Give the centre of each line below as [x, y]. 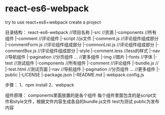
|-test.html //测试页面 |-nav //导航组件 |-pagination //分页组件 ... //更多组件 [80, 69]
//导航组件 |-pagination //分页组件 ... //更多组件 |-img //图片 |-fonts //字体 [79, 57]
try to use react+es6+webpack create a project [53, 22]
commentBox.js [21, 51]
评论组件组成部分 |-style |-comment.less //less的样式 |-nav [100, 51]
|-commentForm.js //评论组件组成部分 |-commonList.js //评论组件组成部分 [80, 44]
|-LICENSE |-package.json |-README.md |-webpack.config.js [82, 75]
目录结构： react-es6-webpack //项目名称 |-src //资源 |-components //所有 [81, 32]
